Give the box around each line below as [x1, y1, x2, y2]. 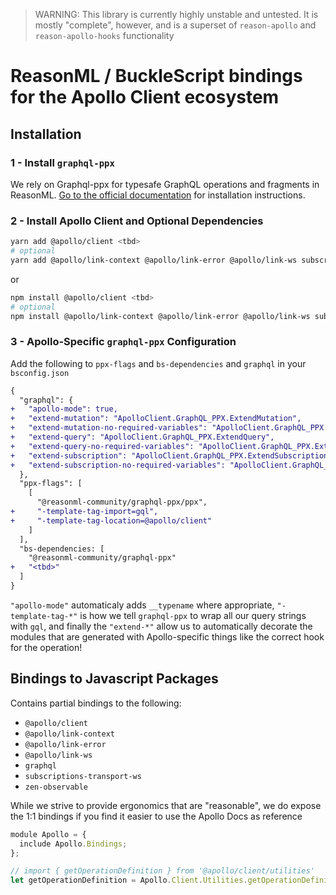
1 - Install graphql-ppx [10, 155, 115, 169]
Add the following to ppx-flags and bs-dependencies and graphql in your [10, 357, 307, 369]
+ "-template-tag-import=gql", [10, 507, 159, 517]
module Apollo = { [10, 829, 87, 839]
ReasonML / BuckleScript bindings [10, 65, 303, 88]
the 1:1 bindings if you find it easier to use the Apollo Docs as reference [10, 810, 303, 822]
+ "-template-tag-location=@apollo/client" [10, 515, 213, 526]
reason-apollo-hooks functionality [34, 30, 175, 41]
